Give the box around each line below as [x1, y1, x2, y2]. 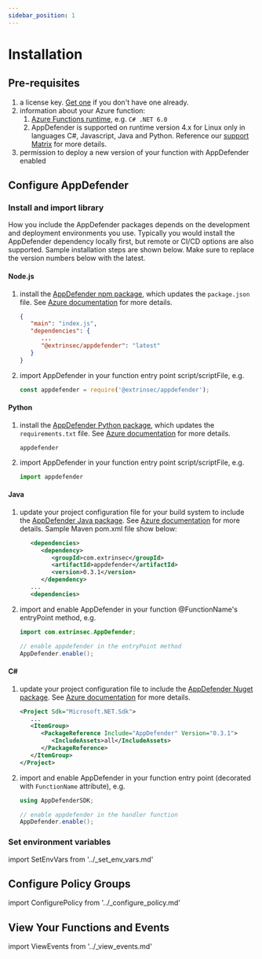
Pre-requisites [8, 76, 80, 90]
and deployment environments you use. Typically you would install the [8, 229, 235, 238]
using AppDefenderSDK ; [19, 796, 94, 804]
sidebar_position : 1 [8, 11, 76, 20]
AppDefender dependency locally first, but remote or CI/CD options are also [8, 237, 254, 246]
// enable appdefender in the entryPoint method [19, 642, 182, 650]
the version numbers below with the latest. [8, 253, 146, 263]
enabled [19, 156, 46, 165]
